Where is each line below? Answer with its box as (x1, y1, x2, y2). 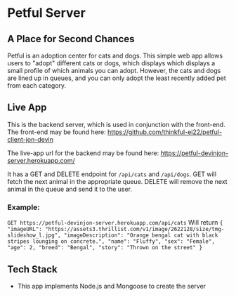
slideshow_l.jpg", (7, 232, 61, 239)
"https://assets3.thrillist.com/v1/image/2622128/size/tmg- (44, 226, 225, 233)
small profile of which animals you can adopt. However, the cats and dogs (7, 67, 221, 74)
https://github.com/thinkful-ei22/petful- (107, 128, 223, 136)
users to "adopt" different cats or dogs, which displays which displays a (7, 59, 216, 67)
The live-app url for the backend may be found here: (7, 149, 159, 157)
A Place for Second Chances (7, 33, 135, 45)
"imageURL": (7, 226, 42, 233)
